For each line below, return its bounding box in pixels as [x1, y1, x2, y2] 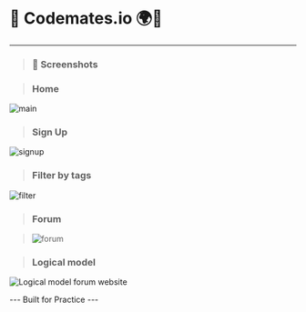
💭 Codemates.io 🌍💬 [9, 8, 163, 29]
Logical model [31, 256, 96, 268]
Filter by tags [31, 169, 92, 182]
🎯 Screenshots [31, 57, 98, 70]
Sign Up [31, 126, 68, 138]
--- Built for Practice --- [9, 294, 99, 306]
